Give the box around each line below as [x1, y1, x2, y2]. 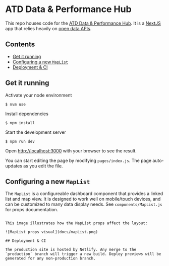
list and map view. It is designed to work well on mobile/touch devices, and [5, 196, 161, 202]
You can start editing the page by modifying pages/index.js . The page [5, 157, 152, 163]
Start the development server [5, 129, 67, 135]
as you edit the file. [23, 162, 63, 169]
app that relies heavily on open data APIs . [5, 25, 92, 31]
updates [5, 162, 23, 169]
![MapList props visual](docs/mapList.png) [5, 230, 98, 235]
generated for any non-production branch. [5, 256, 96, 261]
